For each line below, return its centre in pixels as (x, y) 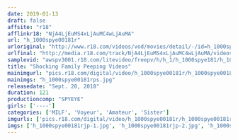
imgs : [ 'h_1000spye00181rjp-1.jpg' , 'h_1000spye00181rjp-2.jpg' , (106, 126)
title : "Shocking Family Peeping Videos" (69, 66)
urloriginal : (27, 47)
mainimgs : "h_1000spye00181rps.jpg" (61, 80)
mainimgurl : (25, 73)
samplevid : (23, 60)
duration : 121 (28, 93)
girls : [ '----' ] (31, 106)
